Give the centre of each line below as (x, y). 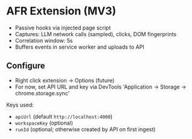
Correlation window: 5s (44, 40)
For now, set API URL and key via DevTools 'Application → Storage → (101, 87)
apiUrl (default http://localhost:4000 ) (64, 116)
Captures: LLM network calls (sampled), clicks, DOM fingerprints (96, 34)
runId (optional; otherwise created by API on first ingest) (85, 129)
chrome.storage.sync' (42, 93)
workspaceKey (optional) (44, 123)
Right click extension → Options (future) (65, 80)
